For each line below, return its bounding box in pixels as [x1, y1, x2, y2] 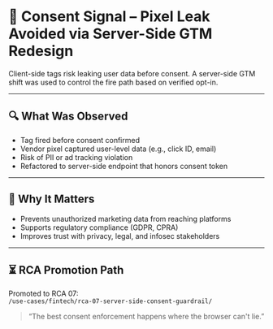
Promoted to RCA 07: [8, 288, 79, 299]
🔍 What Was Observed [8, 110, 128, 123]
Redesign [8, 42, 74, 60]
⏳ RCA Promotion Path [8, 263, 124, 277]
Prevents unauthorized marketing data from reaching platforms [19, 214, 232, 223]
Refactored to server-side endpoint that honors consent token [19, 161, 228, 171]
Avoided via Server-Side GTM [8, 24, 213, 43]
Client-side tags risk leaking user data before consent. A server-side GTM [8, 68, 256, 78]
